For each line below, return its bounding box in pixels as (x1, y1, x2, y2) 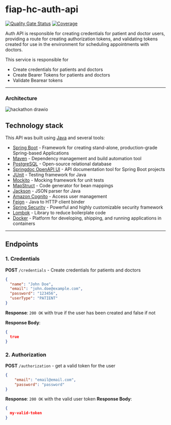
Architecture (5, 94, 38, 102)
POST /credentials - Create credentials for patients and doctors (5, 267, 141, 273)
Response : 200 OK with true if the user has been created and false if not (5, 310, 156, 316)
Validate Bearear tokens (12, 77, 63, 83)
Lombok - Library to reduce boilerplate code (12, 210, 106, 216)
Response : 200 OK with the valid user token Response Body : (5, 396, 132, 402)
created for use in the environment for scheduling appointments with (5, 41, 149, 47)
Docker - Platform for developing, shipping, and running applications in (12, 215, 162, 221)
